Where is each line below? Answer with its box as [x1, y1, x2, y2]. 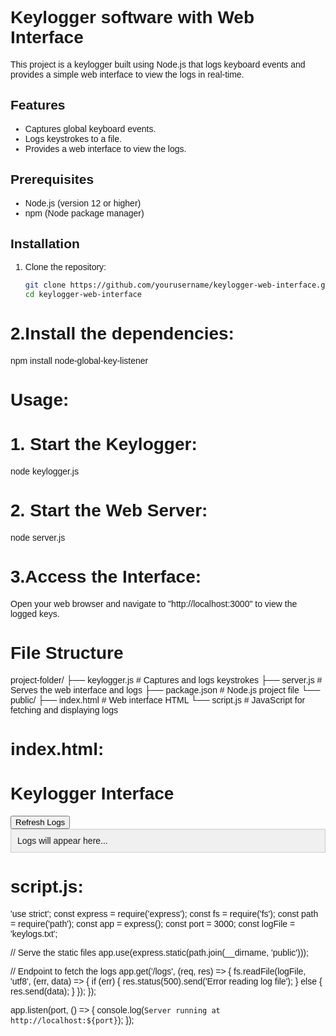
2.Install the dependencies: [10, 323, 235, 344]
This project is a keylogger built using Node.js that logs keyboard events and [10, 58, 306, 70]
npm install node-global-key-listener [10, 355, 149, 367]
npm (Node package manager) [24, 207, 145, 219]
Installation [10, 235, 80, 251]
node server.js [10, 532, 66, 544]
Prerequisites [10, 172, 95, 187]
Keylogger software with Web [10, 7, 255, 28]
